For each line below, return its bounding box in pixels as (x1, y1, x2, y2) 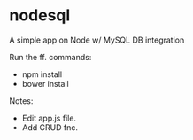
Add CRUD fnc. (21, 121, 78, 133)
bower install (21, 78, 69, 89)
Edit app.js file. (21, 113, 77, 123)
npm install (21, 68, 63, 80)
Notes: (9, 95, 34, 106)
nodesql (9, 5, 71, 26)
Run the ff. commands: (9, 51, 92, 62)
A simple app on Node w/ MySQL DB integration (9, 35, 185, 45)
